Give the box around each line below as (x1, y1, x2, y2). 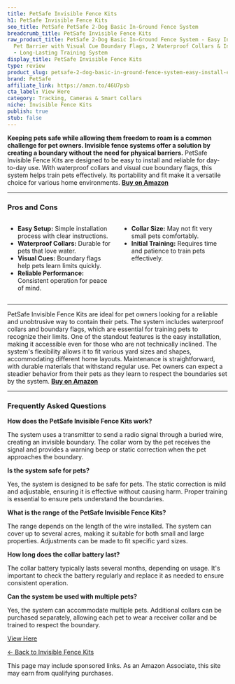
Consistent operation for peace (17, 276, 108, 284)
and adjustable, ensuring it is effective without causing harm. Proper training (7, 487, 228, 496)
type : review (7, 62, 45, 69)
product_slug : (7, 69, 49, 76)
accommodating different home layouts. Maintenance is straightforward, (7, 354, 215, 363)
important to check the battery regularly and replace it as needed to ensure (7, 571, 225, 580)
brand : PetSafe (7, 75, 52, 83)
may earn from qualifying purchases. (7, 669, 114, 678)
